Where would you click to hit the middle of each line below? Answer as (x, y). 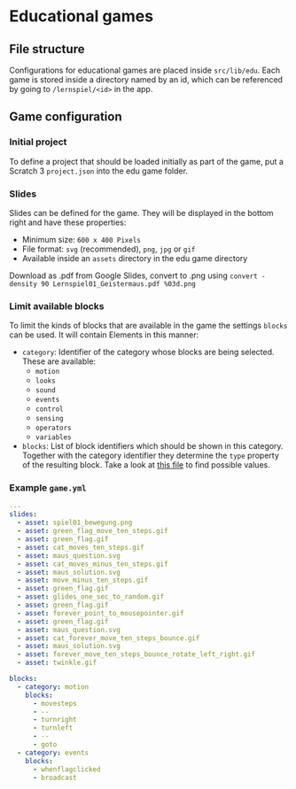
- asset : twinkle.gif (57, 663)
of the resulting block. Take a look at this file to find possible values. (146, 465)
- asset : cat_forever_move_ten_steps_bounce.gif (109, 638)
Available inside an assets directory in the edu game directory (135, 258)
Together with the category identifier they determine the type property (150, 456)
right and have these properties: (68, 222)
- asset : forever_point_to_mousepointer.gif (101, 613)
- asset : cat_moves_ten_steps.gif (81, 547)
